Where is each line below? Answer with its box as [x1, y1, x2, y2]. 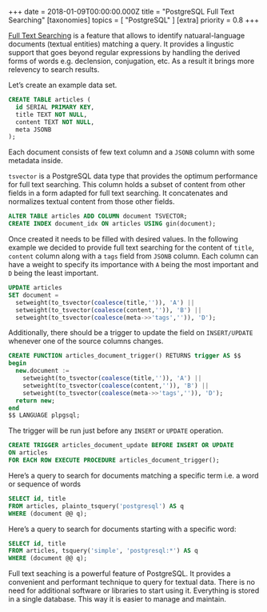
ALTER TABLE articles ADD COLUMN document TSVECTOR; [8, 212, 188, 221]
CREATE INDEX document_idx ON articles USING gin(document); [8, 220, 217, 228]
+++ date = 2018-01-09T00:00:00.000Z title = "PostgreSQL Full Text [8, 7, 234, 16]
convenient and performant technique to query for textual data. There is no [8, 578, 256, 587]
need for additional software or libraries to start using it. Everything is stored [8, 586, 260, 595]
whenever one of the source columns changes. [8, 336, 164, 346]
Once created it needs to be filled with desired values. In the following [8, 234, 238, 243]
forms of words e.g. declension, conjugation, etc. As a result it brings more [8, 56, 255, 66]
